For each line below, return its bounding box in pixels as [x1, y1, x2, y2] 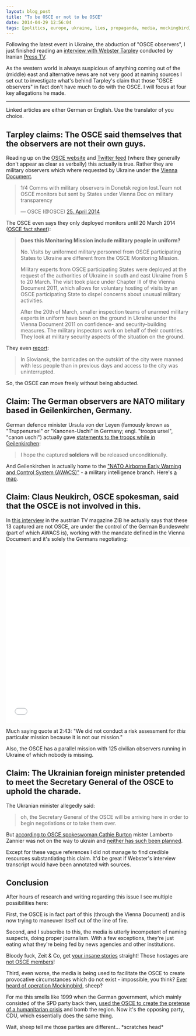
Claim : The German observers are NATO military [6, 396, 185, 407]
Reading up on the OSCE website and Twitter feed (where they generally [6, 155, 181, 162]
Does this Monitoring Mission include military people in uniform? [20, 237, 181, 244]
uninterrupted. [20, 368, 55, 375]
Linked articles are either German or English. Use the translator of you [6, 107, 174, 114]
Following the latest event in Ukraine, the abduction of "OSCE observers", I [6, 41, 185, 48]
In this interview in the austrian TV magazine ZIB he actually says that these [6, 516, 188, 524]
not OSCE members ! [6, 958, 55, 966]
